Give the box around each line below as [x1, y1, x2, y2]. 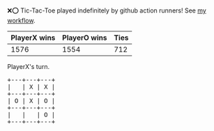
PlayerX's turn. [7, 63, 50, 70]
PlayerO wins [62, 33, 107, 43]
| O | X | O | [7, 97, 56, 105]
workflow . [7, 17, 36, 24]
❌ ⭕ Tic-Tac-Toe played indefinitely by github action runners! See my [7, 6, 207, 15]
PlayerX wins [10, 33, 56, 43]
